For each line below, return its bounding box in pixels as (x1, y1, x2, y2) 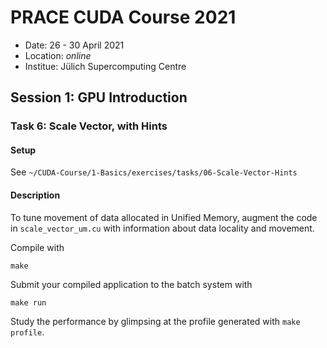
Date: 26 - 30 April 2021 (24, 39, 125, 51)
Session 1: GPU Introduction (10, 89, 188, 106)
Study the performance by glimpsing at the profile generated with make (10, 315, 301, 327)
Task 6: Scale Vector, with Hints (10, 119, 168, 133)
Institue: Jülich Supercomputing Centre (24, 60, 187, 72)
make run (10, 297, 47, 308)
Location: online (24, 49, 92, 61)
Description (10, 189, 61, 201)
